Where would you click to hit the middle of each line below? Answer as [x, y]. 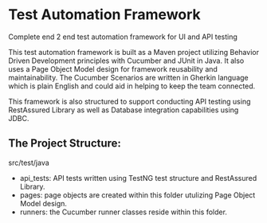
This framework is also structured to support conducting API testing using [130, 101]
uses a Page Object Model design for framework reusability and [113, 68]
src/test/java [29, 162]
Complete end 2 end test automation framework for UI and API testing [123, 37]
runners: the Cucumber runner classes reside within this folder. [123, 212]
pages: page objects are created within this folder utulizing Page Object [137, 195]
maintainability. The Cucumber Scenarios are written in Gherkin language [128, 77]
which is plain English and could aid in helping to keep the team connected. [132, 86]
